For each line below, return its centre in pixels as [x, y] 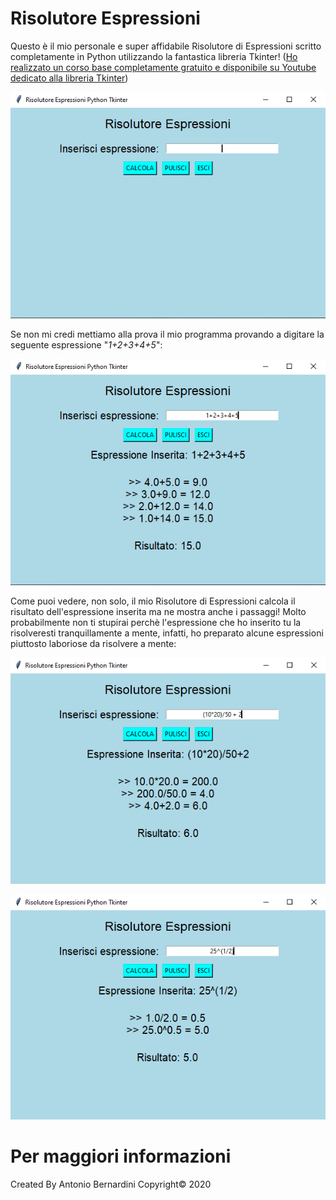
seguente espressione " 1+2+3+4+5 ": [86, 344]
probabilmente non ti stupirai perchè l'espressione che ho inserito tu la [156, 622]
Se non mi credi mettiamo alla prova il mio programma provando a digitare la [167, 334]
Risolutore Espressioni [105, 18]
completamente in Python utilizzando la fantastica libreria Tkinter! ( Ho [154, 56]
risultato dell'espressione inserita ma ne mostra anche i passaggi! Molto [158, 611]
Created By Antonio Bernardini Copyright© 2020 [111, 1184]
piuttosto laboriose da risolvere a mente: [93, 643]
